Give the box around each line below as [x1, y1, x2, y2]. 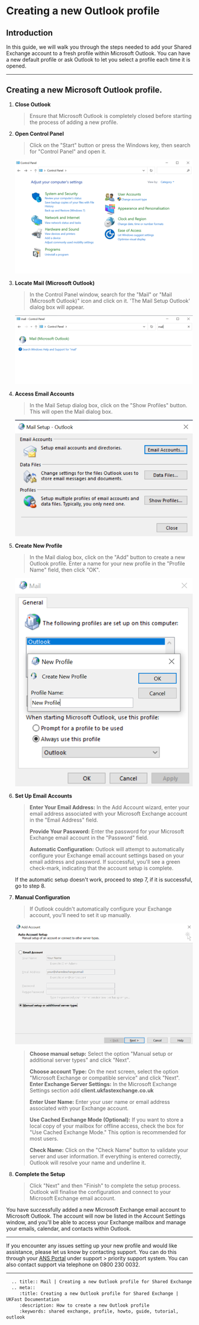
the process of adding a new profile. [29, 119, 118, 126]
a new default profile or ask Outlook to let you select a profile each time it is [6, 56, 191, 63]
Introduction [6, 28, 53, 38]
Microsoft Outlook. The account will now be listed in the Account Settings [6, 1212, 185, 1219]
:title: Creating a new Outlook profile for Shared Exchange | [19, 1291, 179, 1297]
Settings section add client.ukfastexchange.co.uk [29, 1087, 154, 1094]
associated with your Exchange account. [29, 1104, 129, 1112]
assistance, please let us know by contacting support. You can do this [6, 1249, 177, 1256]
